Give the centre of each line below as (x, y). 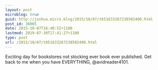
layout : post (19, 10)
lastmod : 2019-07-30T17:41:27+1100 (42, 33)
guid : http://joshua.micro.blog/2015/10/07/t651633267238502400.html (79, 19)
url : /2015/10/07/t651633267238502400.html (51, 42)
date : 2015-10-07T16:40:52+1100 (39, 28)
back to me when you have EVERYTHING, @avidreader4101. (67, 62)
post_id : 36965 (21, 24)
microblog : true (22, 14)
